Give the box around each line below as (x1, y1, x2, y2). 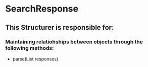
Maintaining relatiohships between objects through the (5, 38, 143, 45)
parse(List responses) (12, 56, 59, 62)
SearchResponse (5, 3, 79, 15)
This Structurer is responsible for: (5, 23, 114, 32)
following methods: (5, 44, 54, 51)
